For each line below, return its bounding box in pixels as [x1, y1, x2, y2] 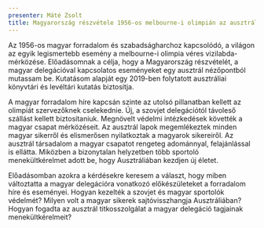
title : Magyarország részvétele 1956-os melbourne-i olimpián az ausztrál [8, 19, 258, 27]
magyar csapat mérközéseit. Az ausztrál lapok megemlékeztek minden [8, 122, 237, 132]
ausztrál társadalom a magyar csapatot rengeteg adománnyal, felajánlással [8, 139, 251, 148]
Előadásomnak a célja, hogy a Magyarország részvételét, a [47, 56, 239, 67]
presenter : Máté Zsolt [8, 11, 82, 20]
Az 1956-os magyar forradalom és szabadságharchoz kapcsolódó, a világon [8, 40, 255, 49]
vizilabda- [205, 49, 238, 58]
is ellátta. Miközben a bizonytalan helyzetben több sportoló [8, 147, 200, 157]
